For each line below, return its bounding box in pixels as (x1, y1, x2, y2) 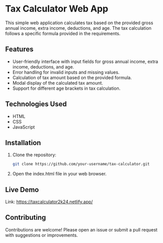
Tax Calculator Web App (5, 3, 109, 15)
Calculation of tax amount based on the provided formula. (12, 74, 132, 81)
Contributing (5, 213, 46, 222)
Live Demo (5, 185, 39, 194)
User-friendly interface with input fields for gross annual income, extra (12, 58, 158, 65)
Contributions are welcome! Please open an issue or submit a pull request (5, 226, 158, 232)
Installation (5, 138, 41, 147)
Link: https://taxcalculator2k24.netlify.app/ (5, 199, 93, 205)
